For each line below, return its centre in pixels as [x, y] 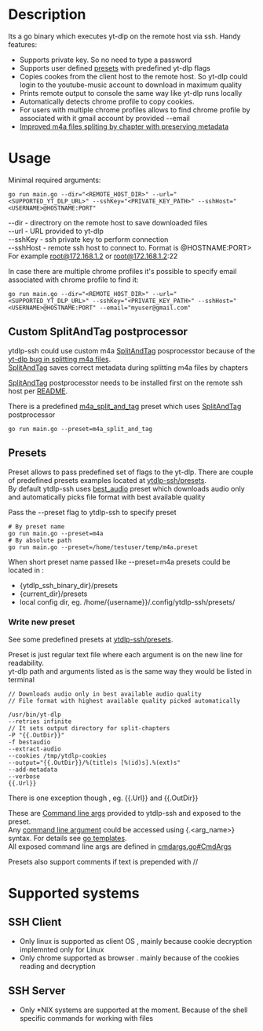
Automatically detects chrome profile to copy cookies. [107, 101]
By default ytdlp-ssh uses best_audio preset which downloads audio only [126, 488]
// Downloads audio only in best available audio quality [105, 694]
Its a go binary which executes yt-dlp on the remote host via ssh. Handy [124, 36]
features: [23, 44]
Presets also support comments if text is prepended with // [103, 861]
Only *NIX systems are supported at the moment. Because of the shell [133, 1010]
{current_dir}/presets [53, 594]
